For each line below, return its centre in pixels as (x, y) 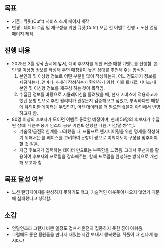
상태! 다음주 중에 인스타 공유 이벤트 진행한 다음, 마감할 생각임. (76, 125)
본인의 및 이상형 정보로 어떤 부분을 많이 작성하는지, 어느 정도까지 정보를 (88, 76)
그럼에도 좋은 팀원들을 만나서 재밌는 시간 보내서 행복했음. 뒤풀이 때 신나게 (82, 234)
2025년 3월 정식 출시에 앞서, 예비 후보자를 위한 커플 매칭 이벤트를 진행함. (82, 63)
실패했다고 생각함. (34, 198)
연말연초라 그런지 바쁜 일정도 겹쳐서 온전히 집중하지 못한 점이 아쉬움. (78, 228)
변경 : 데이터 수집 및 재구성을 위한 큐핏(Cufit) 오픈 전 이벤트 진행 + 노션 (80, 27)
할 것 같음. (29, 144)
